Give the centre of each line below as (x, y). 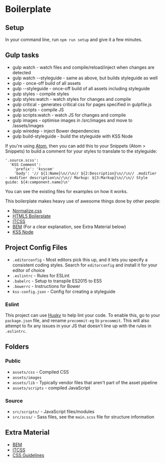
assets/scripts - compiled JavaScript (51, 388)
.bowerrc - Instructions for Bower (46, 286)
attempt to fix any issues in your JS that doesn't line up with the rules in (78, 326)
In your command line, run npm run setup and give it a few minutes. (74, 39)
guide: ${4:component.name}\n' (38, 182)
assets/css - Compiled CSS (41, 372)
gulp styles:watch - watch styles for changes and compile (72, 99)
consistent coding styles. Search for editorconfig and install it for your (85, 265)
